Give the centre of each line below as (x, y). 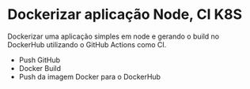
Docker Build (40, 68)
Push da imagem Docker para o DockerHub (90, 76)
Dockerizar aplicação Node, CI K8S (125, 15)
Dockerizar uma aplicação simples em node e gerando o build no (113, 36)
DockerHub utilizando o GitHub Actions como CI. (87, 44)
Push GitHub (40, 60)
